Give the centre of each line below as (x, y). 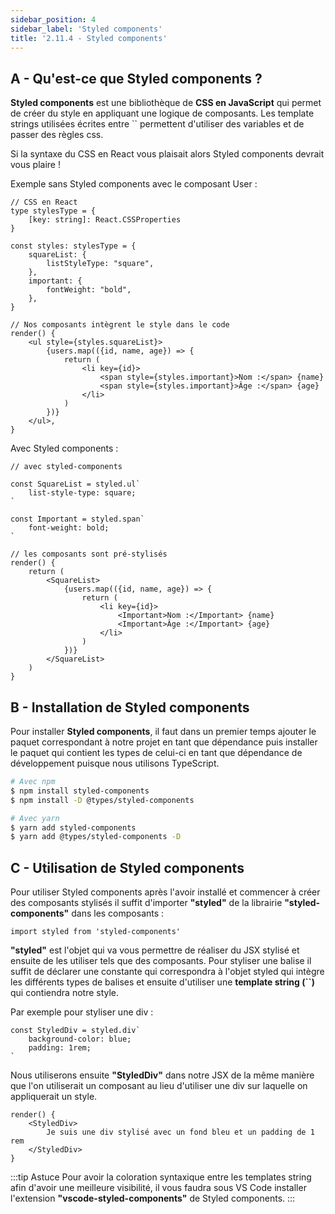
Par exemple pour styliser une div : (82, 1012)
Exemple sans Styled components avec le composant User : (134, 184)
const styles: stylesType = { (73, 246)
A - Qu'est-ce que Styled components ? (136, 78)
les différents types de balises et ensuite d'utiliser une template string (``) (162, 982)
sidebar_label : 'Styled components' (86, 29)
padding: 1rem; (60, 1048)
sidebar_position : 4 (53, 19)
